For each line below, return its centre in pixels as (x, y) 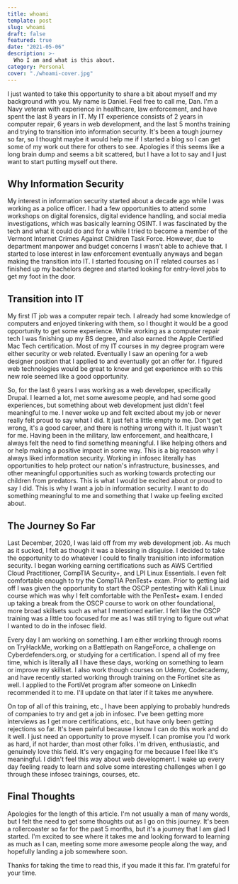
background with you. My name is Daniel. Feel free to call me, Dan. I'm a (113, 101)
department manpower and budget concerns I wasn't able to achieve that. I (117, 247)
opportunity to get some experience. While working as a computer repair (114, 331)
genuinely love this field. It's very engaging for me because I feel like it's (113, 751)
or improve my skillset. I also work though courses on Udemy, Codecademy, (118, 669)
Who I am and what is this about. (64, 60)
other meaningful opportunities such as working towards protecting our (112, 473)
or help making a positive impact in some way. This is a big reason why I (113, 451)
